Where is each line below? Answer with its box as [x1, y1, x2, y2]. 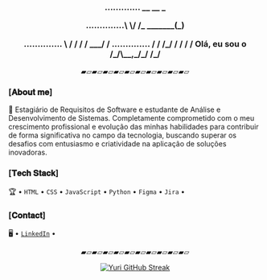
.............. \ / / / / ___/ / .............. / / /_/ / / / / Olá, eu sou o [23, 38, 247, 49]
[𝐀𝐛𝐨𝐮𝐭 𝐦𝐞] [8, 86, 53, 97]
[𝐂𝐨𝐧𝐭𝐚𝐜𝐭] [8, 209, 46, 220]
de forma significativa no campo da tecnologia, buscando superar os [8, 130, 237, 140]
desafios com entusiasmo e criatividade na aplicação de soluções [8, 139, 227, 149]
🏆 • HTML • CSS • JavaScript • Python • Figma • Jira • [8, 187, 185, 196]
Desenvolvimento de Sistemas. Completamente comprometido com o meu [8, 113, 255, 123]
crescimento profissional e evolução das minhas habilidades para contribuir [8, 122, 259, 132]
